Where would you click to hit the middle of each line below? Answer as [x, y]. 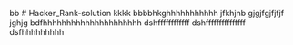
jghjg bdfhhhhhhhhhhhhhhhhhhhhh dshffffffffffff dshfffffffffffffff [127, 22]
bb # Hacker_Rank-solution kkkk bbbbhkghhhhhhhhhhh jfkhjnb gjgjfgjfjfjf [147, 13]
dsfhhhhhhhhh [37, 32]
